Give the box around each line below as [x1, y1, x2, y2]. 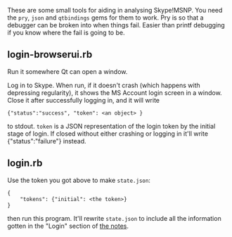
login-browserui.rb [7, 49, 93, 60]
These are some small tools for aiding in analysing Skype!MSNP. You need [7, 6, 223, 14]
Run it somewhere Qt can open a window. [7, 67, 128, 76]
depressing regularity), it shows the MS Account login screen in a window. [7, 88, 223, 97]
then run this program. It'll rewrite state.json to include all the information [7, 214, 221, 222]
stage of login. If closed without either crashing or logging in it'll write [7, 129, 209, 138]
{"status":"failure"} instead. [7, 136, 86, 145]
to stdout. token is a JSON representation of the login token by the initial [7, 122, 216, 130]
